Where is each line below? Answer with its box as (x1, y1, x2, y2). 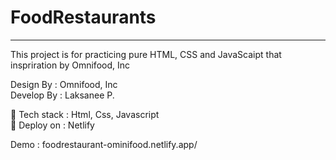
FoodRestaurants (10, 6, 157, 29)
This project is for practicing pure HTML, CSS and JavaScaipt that (10, 48, 282, 60)
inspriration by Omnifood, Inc (10, 59, 130, 71)
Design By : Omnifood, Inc (10, 78, 118, 90)
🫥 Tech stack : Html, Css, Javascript (10, 108, 160, 120)
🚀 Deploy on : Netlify (10, 119, 95, 131)
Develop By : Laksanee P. (10, 89, 115, 101)
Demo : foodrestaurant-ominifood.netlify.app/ (10, 138, 198, 150)
